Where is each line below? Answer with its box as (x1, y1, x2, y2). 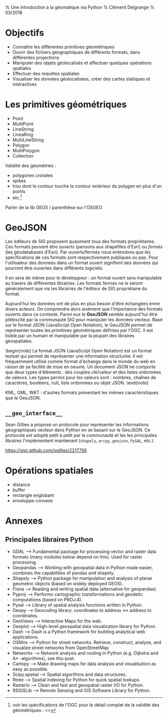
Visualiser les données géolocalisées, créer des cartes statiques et (12, 75, 150, 82)
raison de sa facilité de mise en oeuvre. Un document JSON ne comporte (5, 364, 156, 370)
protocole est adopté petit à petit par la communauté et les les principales (5, 432, 157, 438)
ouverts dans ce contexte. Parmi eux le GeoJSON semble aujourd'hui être (5, 311, 157, 317)
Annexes (5, 515, 43, 527)
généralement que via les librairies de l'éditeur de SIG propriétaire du (5, 286, 147, 292)
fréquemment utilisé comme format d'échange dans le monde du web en (5, 358, 155, 365)
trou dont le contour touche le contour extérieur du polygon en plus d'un (12, 183, 162, 189)
